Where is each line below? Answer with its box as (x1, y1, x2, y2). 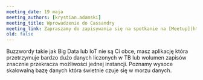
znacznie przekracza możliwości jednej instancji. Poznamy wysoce (6, 61, 173, 68)
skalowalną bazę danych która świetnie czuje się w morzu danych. (6, 67, 172, 74)
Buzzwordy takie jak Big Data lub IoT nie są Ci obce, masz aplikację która (6, 48, 188, 55)
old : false (6, 31, 34, 37)
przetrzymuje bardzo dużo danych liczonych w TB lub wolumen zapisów (6, 54, 187, 61)
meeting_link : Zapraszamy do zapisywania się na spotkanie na (6, 25, 166, 32)
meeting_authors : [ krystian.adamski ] (6, 14, 101, 20)
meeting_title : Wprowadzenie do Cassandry (6, 20, 115, 26)
